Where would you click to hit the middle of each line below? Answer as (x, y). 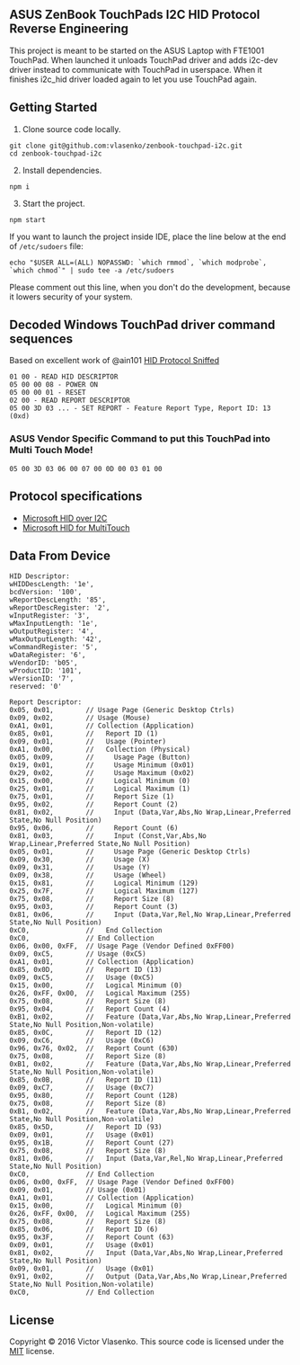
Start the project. (53, 203)
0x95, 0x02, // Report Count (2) (94, 805)
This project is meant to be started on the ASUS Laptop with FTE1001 (137, 50)
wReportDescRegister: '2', (60, 608)
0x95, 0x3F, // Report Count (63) (92, 1237)
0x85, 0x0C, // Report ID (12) (86, 1033)
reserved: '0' (36, 687)
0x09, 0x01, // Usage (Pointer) (88, 742)
